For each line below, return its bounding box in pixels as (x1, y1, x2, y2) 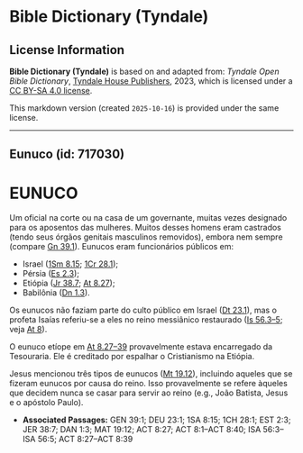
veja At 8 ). (9, 324, 48, 335)
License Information (9, 42, 124, 58)
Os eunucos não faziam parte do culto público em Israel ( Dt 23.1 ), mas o (9, 304, 278, 316)
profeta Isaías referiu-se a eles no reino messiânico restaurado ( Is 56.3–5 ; (9, 314, 283, 325)
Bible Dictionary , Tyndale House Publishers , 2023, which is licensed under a (9, 76, 293, 86)
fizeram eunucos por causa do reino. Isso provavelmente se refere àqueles (9, 378, 289, 389)
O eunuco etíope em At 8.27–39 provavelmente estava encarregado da (9, 341, 273, 352)
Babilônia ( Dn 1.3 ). (22, 287, 90, 298)
